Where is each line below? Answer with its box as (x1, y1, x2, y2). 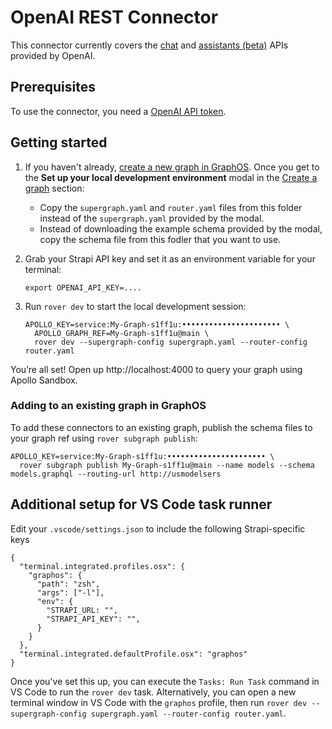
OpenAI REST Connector (10, 6, 219, 29)
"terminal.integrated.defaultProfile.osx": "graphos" (19, 649, 248, 659)
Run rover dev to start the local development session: (24, 300, 247, 312)
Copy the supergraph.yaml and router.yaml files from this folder (39, 201, 303, 213)
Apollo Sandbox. (10, 374, 78, 386)
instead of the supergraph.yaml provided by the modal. (39, 212, 265, 224)
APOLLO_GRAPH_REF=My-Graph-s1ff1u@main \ (34, 328, 210, 338)
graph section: (24, 182, 85, 194)
